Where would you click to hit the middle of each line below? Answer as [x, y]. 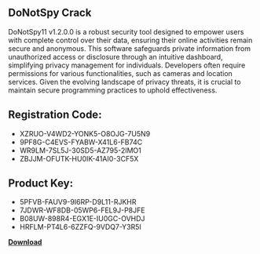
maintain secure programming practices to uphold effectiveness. [113, 90]
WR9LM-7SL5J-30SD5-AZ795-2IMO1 [80, 150]
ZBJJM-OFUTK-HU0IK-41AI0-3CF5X [79, 158]
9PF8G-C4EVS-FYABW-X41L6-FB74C [81, 142]
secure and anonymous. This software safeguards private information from [130, 48]
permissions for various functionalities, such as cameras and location [121, 73]
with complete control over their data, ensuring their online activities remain [130, 40]
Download [25, 242]
